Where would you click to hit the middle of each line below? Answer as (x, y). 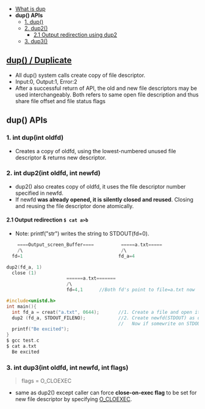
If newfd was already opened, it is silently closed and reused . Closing (104, 199)
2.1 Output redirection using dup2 (75, 35)
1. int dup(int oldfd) (35, 138)
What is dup (30, 9)
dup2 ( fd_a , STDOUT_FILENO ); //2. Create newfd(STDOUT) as (103, 318)
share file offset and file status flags (60, 101)
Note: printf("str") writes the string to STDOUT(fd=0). (82, 233)
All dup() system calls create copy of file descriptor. (80, 75)
